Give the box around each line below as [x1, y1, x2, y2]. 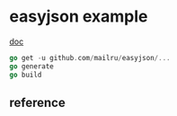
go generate [9, 61, 54, 71]
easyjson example [9, 6, 148, 27]
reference [9, 94, 66, 110]
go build [9, 70, 42, 79]
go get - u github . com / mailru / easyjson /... [9, 53, 171, 62]
